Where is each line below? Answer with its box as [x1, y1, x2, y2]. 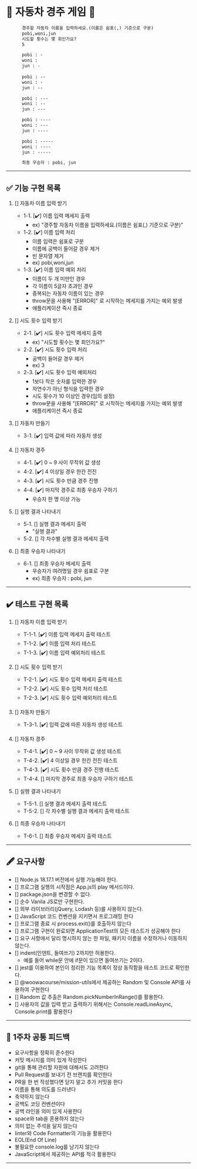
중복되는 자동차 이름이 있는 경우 [32, 290, 104, 297]
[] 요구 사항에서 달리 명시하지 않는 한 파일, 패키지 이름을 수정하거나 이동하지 [14, 934, 188, 941]
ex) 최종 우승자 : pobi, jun [32, 575, 92, 582]
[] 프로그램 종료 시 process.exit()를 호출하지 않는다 [14, 920, 132, 927]
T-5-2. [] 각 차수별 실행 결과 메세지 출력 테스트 [23, 807, 130, 814]
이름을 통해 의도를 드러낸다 [14, 1086, 76, 1093]
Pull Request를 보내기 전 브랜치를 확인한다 [14, 1071, 113, 1078]
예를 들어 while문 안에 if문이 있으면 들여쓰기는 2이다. [23, 957, 144, 964]
